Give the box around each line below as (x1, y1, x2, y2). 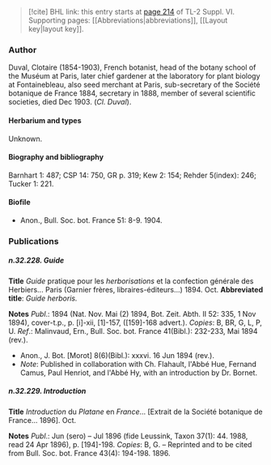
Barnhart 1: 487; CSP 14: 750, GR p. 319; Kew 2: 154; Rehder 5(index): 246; (8, 170, 256, 180)
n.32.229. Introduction (8, 386, 87, 396)
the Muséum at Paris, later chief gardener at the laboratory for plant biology (8, 71, 260, 81)
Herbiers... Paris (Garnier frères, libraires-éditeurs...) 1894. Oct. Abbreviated (8, 284, 264, 294)
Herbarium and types (8, 115, 83, 125)
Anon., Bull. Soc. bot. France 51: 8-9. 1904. (19, 215, 163, 225)
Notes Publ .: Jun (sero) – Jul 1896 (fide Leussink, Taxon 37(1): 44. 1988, (8, 431, 248, 441)
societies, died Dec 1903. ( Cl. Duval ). (8, 97, 132, 107)
